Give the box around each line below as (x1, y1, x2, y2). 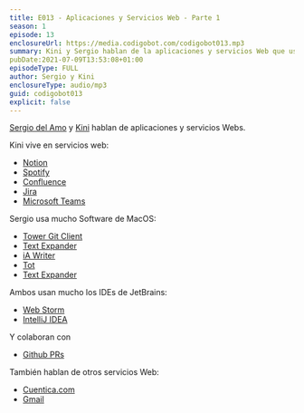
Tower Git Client (22, 231, 83, 242)
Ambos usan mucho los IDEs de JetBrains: (9, 287, 167, 298)
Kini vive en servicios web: (9, 139, 109, 150)
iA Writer (22, 250, 56, 261)
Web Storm (22, 304, 65, 315)
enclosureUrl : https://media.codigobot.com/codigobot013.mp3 (9, 38, 245, 48)
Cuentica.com (22, 384, 75, 395)
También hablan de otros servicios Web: (9, 367, 160, 378)
